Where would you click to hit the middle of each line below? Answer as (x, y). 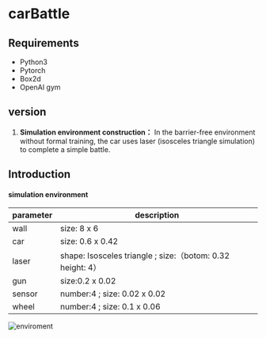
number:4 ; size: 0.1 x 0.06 (110, 307)
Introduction (40, 175)
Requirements (44, 43)
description (157, 215)
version (27, 112)
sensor (25, 294)
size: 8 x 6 (80, 229)
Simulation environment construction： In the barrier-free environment (137, 132)
